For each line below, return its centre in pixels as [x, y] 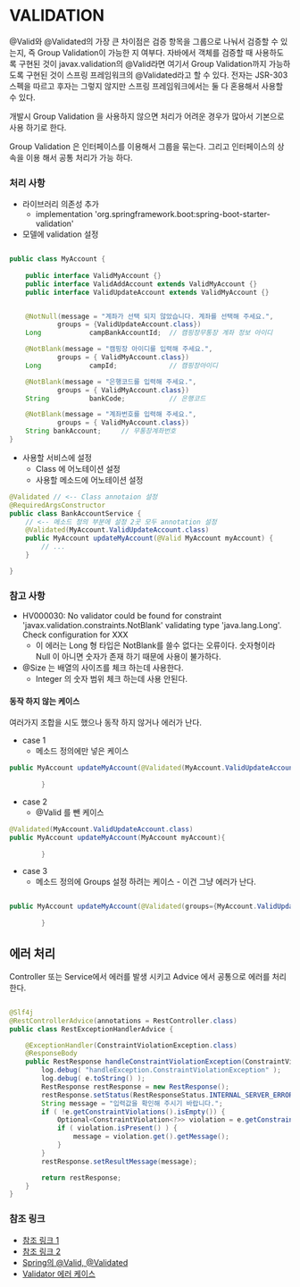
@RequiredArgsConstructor [57, 505]
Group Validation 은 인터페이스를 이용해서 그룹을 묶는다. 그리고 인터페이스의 [142, 146]
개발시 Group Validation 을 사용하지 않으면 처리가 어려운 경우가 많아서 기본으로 [147, 116]
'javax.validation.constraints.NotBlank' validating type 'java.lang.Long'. [152, 626]
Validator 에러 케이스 [59, 1274]
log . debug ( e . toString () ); [93, 1079]
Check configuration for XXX [75, 635]
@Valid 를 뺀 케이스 [70, 812]
